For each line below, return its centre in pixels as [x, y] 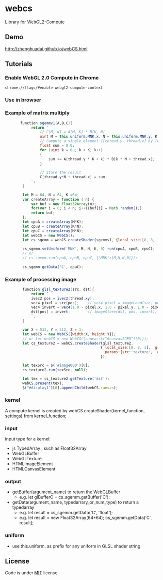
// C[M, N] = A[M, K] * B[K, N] [72, 132]
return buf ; [43, 213]
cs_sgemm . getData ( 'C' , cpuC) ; [53, 267]
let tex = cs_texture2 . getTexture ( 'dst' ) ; [66, 378]
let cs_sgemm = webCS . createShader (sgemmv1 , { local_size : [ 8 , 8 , [89, 240]
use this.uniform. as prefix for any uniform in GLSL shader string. [77, 546]
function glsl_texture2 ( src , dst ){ [58, 289]
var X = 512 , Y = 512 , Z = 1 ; [53, 329]
